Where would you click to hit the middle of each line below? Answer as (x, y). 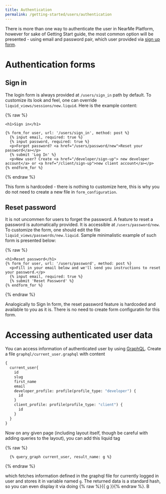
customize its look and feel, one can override (51, 100)
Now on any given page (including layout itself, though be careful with (77, 433)
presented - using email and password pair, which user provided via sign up (83, 39)
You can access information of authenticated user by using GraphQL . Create (83, 349)
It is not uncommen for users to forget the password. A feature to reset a (79, 219)
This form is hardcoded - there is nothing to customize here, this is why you (83, 187)
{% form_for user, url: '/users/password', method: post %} (69, 264)
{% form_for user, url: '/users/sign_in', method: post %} (67, 133)
